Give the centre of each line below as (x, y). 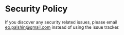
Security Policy (36, 9)
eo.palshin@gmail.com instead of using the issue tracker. (62, 27)
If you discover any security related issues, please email (61, 22)
